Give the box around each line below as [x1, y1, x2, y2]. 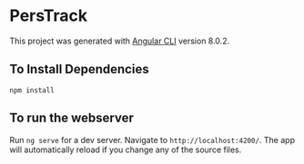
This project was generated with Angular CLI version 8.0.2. [9, 35, 230, 46]
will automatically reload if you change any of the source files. [9, 144, 242, 155]
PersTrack [9, 5, 88, 26]
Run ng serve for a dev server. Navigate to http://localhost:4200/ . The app [9, 134, 296, 145]
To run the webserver [9, 111, 134, 126]
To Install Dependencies [9, 62, 149, 77]
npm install [9, 85, 55, 95]
